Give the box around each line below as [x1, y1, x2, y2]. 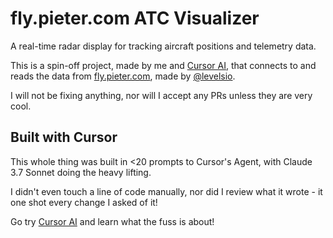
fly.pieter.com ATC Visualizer [10, 7, 260, 30]
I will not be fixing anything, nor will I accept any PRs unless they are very [10, 89, 313, 101]
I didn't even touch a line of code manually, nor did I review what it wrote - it [10, 185, 323, 197]
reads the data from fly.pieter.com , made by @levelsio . [10, 70, 236, 82]
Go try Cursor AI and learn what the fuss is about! [10, 215, 215, 227]
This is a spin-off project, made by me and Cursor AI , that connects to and [10, 59, 317, 71]
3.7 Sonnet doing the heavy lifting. [10, 166, 152, 178]
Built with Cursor [10, 129, 118, 146]
